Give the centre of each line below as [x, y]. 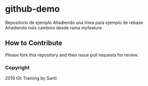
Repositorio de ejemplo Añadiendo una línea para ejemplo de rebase [74, 22]
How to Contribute [34, 43]
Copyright [17, 67]
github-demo [33, 9]
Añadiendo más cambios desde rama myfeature [53, 27]
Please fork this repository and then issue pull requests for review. [72, 55]
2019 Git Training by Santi [31, 78]
